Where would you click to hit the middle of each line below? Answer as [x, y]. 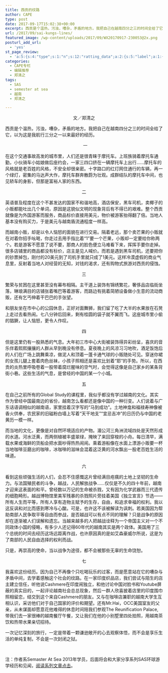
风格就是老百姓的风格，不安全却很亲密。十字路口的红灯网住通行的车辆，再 [82, 169]
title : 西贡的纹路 [22, 10]
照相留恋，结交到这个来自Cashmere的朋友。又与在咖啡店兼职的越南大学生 [81, 597]
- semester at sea [29, 89]
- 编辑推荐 [19, 71]
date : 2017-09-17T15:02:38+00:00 [40, 24]
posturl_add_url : [23, 43]
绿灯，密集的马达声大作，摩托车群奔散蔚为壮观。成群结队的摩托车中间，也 [86, 175]
